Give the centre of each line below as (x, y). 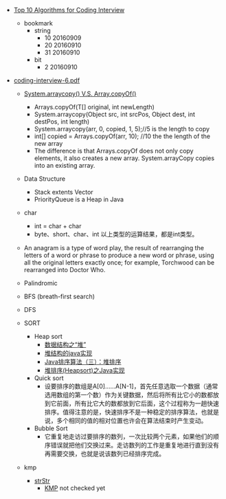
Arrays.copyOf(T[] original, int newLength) (94, 107)
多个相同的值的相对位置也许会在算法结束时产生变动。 (132, 421)
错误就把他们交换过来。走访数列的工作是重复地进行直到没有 (135, 445)
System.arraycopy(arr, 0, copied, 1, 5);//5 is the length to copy (122, 129)
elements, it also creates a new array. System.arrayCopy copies (124, 158)
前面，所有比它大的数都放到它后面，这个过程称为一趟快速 (138, 403)
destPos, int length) (62, 122)
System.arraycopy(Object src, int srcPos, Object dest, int (115, 114)
